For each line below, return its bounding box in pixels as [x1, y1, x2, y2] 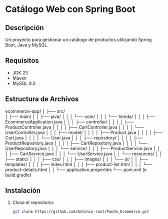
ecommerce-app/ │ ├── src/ [5, 108, 65, 114]
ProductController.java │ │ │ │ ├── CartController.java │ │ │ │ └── [5, 124, 144, 130]
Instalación [5, 186, 41, 195]
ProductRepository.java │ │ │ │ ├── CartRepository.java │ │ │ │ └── [5, 140, 147, 146]
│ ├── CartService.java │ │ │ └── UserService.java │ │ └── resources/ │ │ [5, 150, 162, 156]
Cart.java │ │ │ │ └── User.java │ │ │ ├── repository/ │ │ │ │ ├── [5, 134, 143, 140]
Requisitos [5, 56, 39, 65]
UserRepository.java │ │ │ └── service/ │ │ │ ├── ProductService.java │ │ [5, 145, 160, 151]
